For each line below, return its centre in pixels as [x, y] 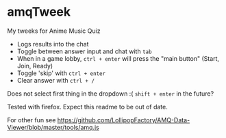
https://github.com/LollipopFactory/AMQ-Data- [124, 120]
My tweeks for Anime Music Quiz [54, 31]
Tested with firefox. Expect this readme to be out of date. [87, 107]
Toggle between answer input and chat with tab [84, 51]
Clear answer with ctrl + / [55, 80]
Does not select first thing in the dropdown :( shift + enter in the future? [111, 94]
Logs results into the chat [53, 44]
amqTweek [39, 12]
